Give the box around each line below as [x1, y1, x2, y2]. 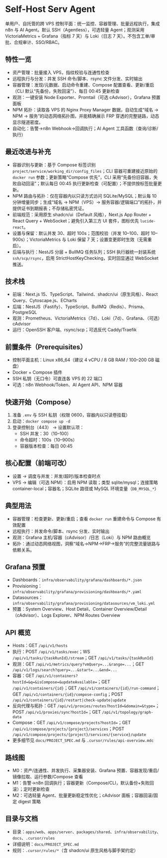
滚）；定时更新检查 [12, 786, 50, 792]
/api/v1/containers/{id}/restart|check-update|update [12, 698, 126, 703]
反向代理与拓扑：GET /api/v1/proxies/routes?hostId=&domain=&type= [12, 703, 156, 709]
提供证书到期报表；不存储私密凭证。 [12, 205, 87, 211]
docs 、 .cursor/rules [12, 835, 55, 841]
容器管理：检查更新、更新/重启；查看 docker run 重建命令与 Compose [12, 516, 156, 522]
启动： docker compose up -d [12, 418, 71, 424]
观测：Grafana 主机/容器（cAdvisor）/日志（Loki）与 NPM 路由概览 [12, 534, 151, 540]
